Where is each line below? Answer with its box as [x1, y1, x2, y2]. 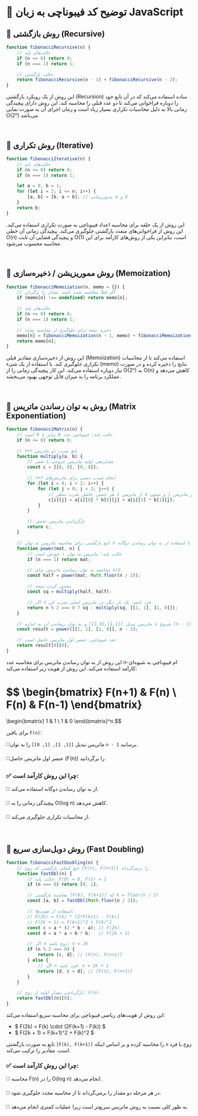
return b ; [16, 204, 41, 211]
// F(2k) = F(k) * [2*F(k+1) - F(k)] [27, 913, 120, 920]
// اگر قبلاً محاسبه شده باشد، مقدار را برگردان [16, 289, 115, 295]
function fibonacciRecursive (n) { [6, 44, 91, 50]
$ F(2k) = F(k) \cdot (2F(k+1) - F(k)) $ [14, 1023, 106, 1030]
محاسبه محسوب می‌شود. [6, 240, 62, 247]
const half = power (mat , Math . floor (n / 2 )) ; [27, 573, 141, 579]
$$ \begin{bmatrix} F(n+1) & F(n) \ [6, 686, 177, 699]
